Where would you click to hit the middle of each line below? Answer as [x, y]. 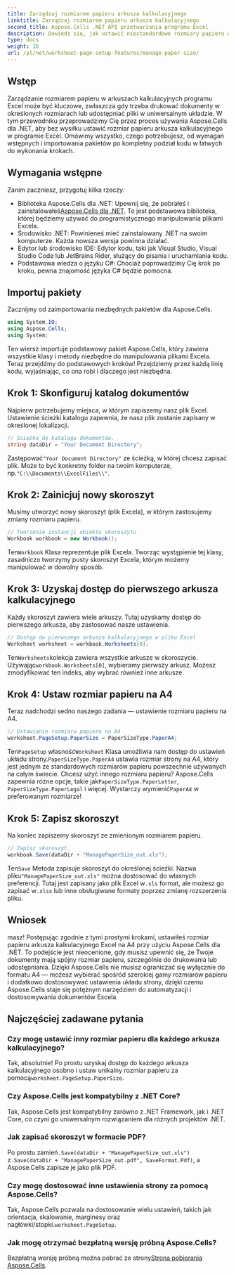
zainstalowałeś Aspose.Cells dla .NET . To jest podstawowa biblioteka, [117, 211]
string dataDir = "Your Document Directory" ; [75, 444]
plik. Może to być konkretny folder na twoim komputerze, [90, 465]
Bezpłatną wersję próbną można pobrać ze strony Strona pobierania [105, 1258]
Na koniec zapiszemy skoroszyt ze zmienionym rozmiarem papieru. [105, 835]
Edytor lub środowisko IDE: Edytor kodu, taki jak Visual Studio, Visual [117, 248]
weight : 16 [23, 46]
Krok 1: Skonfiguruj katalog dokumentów [98, 393]
